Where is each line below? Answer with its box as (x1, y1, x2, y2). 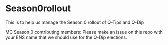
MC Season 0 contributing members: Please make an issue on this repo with (5, 29, 163, 35)
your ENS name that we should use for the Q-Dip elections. (5, 34, 127, 40)
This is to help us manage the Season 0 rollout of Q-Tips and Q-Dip (5, 19, 144, 25)
